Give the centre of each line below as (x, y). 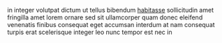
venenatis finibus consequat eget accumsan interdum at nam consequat (111, 25)
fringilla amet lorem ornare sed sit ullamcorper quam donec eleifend (105, 17)
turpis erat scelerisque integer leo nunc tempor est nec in (90, 32)
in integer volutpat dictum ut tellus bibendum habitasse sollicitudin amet (111, 10)
